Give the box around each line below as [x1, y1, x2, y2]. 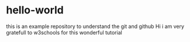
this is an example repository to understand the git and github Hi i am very [6, 23, 185, 30]
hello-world [6, 3, 64, 17]
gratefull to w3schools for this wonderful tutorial [6, 29, 123, 36]
